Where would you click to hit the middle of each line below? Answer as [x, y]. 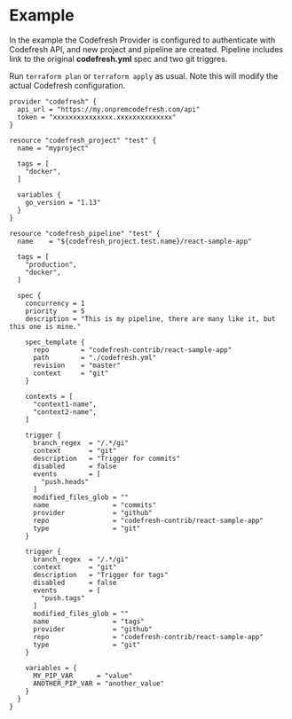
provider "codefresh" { [53, 102]
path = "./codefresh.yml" [95, 357]
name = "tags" [88, 621]
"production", [51, 264]
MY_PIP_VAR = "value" [83, 676]
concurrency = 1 [55, 303]
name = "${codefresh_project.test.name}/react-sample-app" [134, 241]
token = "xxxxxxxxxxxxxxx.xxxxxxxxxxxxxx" [97, 117]
